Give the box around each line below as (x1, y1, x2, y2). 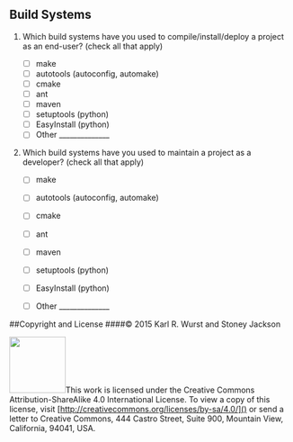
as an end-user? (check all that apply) (22, 41, 164, 51)
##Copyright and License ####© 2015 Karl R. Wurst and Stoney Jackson (9, 319, 281, 329)
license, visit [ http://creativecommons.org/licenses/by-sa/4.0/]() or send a (9, 403, 285, 414)
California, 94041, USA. (9, 422, 96, 433)
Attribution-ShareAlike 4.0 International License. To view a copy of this (9, 393, 271, 404)
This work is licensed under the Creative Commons (66, 384, 255, 395)
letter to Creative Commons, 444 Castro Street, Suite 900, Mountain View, (9, 413, 284, 424)
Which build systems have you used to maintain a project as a (22, 148, 252, 158)
